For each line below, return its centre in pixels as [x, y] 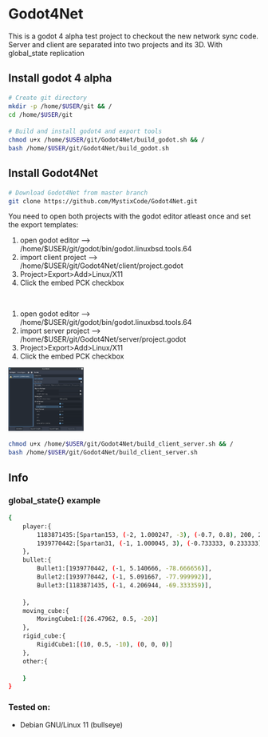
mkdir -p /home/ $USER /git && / [60, 106]
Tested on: [29, 707]
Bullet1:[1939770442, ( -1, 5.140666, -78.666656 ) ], [125, 569]
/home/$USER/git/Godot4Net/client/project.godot [101, 266]
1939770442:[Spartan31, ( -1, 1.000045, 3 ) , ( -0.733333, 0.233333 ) [150, 543]
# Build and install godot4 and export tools [85, 132]
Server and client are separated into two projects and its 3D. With [116, 44]
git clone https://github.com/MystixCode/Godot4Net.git [103, 201]
